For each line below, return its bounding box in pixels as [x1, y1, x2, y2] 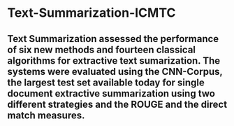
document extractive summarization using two [7, 87, 215, 99]
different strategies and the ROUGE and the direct [7, 98, 228, 110]
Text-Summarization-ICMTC [7, 5, 176, 21]
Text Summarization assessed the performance [7, 33, 219, 45]
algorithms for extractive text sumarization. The [7, 55, 221, 66]
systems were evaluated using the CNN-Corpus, [7, 65, 223, 78]
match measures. [7, 109, 85, 121]
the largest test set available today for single [7, 76, 205, 88]
